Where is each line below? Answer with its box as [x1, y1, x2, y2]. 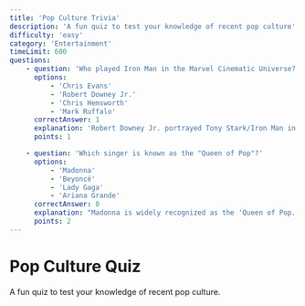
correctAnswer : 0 [33, 200, 100, 209]
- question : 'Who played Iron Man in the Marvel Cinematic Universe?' [26, 65, 300, 74]
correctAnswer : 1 [33, 115, 100, 124]
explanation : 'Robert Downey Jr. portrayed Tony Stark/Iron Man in [33, 124, 297, 133]
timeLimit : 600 [9, 47, 68, 57]
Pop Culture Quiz [9, 256, 142, 277]
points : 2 [33, 216, 71, 226]
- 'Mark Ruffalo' [49, 107, 117, 116]
